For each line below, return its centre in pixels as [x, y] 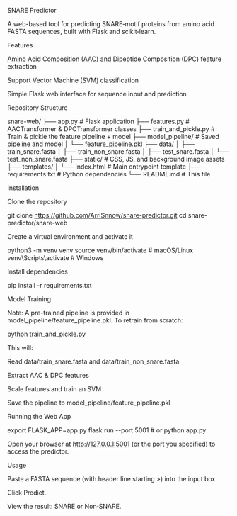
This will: [20, 348]
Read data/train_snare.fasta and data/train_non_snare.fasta [93, 361]
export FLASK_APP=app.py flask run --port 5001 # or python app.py [107, 430]
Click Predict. [27, 493]
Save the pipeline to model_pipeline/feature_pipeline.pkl [89, 403]
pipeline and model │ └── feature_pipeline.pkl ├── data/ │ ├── [101, 144]
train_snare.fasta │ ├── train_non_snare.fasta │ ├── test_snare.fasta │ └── [118, 151]
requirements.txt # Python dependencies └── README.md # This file [109, 174]
